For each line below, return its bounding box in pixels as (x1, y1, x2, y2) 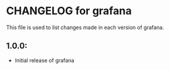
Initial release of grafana (14, 56, 74, 63)
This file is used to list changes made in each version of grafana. (6, 24, 165, 31)
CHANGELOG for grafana (6, 4, 132, 18)
